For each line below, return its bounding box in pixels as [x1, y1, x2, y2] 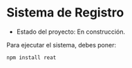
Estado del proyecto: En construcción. [16, 27, 126, 36]
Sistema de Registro [6, 5, 124, 21]
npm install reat [6, 54, 57, 61]
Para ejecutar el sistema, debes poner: [6, 41, 117, 49]
